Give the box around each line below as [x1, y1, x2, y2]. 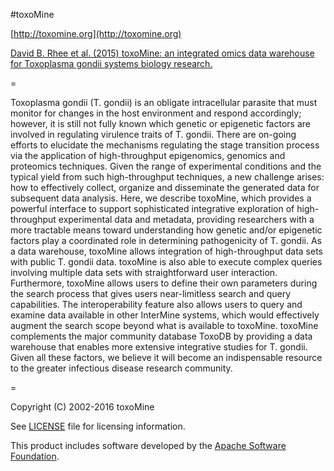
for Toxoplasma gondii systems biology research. [10, 58, 213, 69]
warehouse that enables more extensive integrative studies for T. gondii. [10, 341, 308, 353]
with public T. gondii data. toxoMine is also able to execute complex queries [10, 256, 323, 268]
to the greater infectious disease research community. [10, 362, 233, 374]
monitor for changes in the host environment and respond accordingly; [10, 107, 302, 119]
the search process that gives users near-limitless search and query [10, 288, 292, 299]
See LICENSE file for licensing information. [10, 420, 186, 432]
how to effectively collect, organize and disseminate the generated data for [10, 182, 320, 193]
